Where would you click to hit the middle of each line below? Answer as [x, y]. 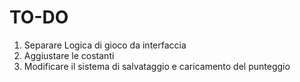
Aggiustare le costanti [69, 55]
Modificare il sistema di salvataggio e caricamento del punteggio [157, 66]
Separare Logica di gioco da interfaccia [105, 45]
